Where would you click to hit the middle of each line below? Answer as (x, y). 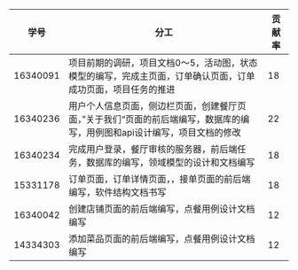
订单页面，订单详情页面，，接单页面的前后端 (160, 179)
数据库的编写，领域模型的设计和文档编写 (171, 162)
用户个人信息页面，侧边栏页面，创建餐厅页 (157, 106)
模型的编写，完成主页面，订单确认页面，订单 (162, 76)
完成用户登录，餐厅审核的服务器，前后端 (153, 149)
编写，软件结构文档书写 (118, 192)
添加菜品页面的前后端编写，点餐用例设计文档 (162, 239)
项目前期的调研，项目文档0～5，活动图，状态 (163, 63)
